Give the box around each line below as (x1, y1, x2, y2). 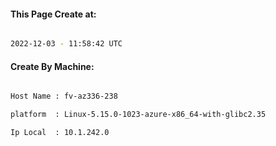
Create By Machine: (10, 60, 95, 72)
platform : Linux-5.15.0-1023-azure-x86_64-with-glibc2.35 (10, 110, 267, 120)
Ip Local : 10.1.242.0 (10, 128, 110, 138)
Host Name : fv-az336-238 (10, 91, 118, 102)
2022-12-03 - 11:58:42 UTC (10, 39, 123, 49)
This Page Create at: (10, 8, 97, 20)
